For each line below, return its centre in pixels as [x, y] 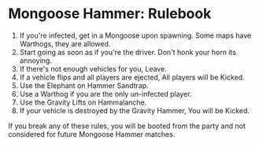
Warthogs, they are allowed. [65, 43]
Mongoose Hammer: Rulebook [110, 14]
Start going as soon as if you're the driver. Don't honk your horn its [128, 52]
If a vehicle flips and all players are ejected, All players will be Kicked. [132, 77]
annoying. [36, 61]
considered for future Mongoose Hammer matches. [92, 134]
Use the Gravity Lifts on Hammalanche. [83, 102]
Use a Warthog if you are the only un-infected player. [105, 94]
